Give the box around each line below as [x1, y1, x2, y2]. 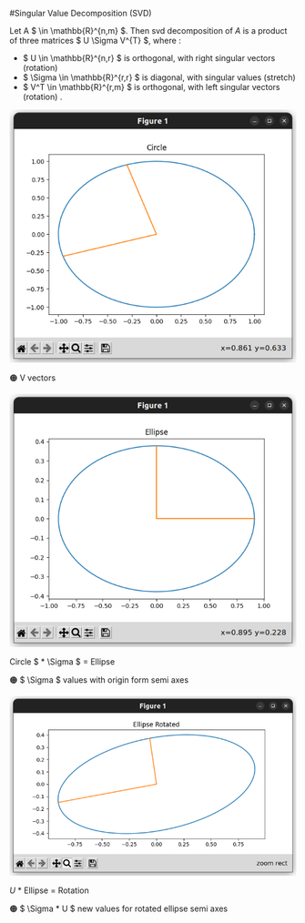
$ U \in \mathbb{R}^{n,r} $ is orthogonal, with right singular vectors [22, 53, 276, 63]
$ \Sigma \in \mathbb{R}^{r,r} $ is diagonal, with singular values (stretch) [22, 72, 296, 83]
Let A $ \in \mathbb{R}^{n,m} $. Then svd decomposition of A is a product [9, 25, 288, 35]
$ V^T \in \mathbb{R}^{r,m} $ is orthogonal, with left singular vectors [22, 82, 280, 92]
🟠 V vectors [9, 372, 56, 383]
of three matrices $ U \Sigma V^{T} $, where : [9, 35, 182, 46]
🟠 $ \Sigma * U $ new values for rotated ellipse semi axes [9, 903, 229, 914]
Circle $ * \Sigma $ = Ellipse [9, 656, 116, 667]
